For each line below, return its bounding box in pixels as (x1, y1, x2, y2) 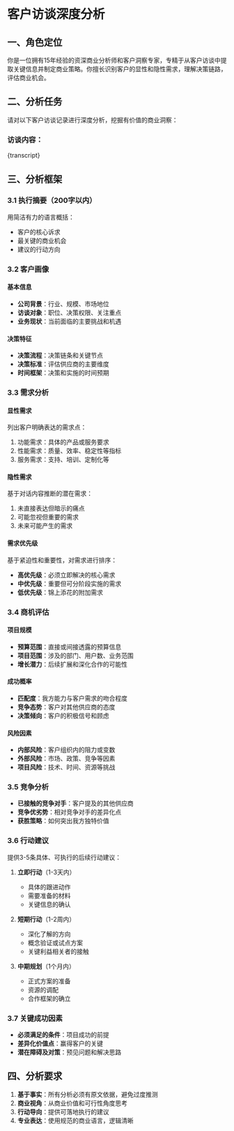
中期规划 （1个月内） (17, 962, 75, 970)
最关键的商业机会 (17, 236, 67, 245)
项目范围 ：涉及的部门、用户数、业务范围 (17, 651, 134, 660)
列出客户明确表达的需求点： (7, 423, 87, 432)
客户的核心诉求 (17, 227, 61, 236)
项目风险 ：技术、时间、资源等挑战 (17, 763, 116, 771)
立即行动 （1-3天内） (17, 867, 76, 876)
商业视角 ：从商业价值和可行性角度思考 (17, 1099, 127, 1107)
